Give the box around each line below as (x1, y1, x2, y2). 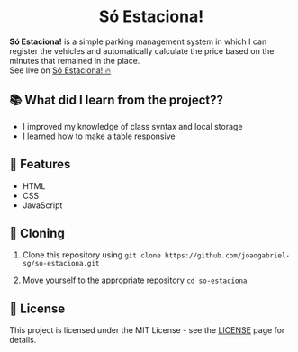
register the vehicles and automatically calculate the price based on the (9, 45, 275, 56)
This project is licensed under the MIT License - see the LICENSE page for (9, 325, 285, 336)
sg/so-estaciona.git (22, 259, 100, 268)
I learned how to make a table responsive (22, 131, 176, 141)
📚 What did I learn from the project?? (9, 93, 223, 108)
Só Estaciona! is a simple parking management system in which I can (9, 36, 267, 47)
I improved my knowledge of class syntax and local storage (22, 121, 243, 131)
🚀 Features (9, 157, 71, 172)
